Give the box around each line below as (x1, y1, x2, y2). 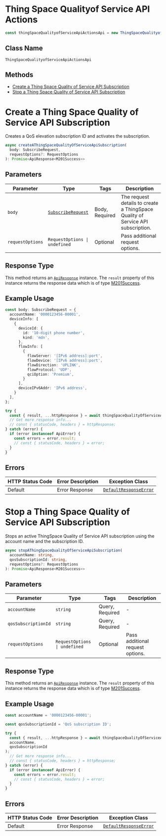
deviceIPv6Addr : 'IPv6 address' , (18, 386, 87, 391)
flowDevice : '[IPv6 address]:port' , (27, 358, 103, 363)
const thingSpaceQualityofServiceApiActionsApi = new (5, 30, 119, 35)
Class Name (5, 44, 43, 52)
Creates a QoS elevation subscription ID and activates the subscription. (5, 133, 150, 139)
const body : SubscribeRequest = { (5, 307, 77, 312)
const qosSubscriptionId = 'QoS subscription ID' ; (5, 722, 112, 727)
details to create (121, 199, 159, 206)
